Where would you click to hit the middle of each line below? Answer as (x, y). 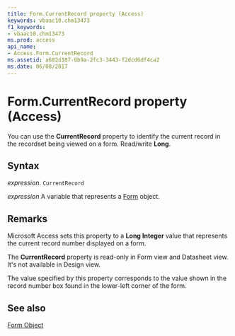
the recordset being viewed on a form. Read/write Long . (89, 144)
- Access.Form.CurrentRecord (50, 54)
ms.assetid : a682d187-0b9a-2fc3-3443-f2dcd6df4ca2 (84, 60)
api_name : (22, 47)
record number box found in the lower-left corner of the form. (97, 286)
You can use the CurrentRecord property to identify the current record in (114, 136)
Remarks (28, 219)
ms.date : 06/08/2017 (38, 66)
